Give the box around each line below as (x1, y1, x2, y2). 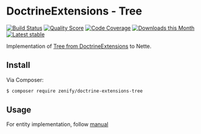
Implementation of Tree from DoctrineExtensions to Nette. (6, 42, 152, 50)
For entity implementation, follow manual (6, 121, 108, 128)
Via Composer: (6, 76, 44, 83)
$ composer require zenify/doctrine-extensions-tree (6, 88, 143, 94)
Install (6, 60, 30, 70)
